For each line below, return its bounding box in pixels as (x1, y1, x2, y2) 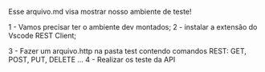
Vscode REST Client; (8, 31, 77, 40)
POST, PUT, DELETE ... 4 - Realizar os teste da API (8, 55, 176, 64)
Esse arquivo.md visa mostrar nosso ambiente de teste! (8, 7, 192, 16)
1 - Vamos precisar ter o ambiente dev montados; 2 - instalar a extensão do (8, 22, 258, 31)
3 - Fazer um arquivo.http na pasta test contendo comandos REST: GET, (8, 46, 247, 55)
